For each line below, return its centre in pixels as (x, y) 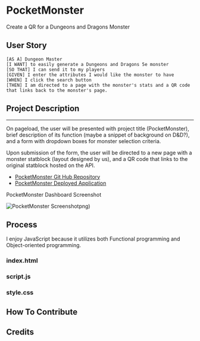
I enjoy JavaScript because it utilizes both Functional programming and (93, 239)
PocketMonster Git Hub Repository (57, 176)
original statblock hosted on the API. (51, 165)
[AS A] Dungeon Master (34, 59)
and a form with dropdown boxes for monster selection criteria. (84, 141)
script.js (18, 277)
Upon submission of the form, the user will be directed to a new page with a (99, 153)
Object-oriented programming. (44, 245)
